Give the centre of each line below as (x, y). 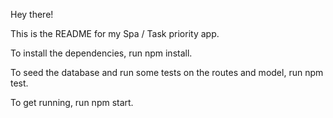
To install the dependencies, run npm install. (101, 53)
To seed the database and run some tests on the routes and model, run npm (167, 72)
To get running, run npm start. (72, 102)
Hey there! (32, 14)
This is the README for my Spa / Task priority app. (115, 33)
